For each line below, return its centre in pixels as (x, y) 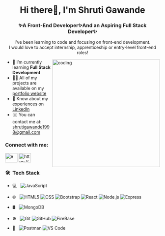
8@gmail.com (26, 132)
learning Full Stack (31, 67)
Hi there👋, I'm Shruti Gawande (82, 10)
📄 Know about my (30, 99)
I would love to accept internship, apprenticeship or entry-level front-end (82, 47)
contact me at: (27, 122)
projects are (24, 83)
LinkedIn (21, 109)
